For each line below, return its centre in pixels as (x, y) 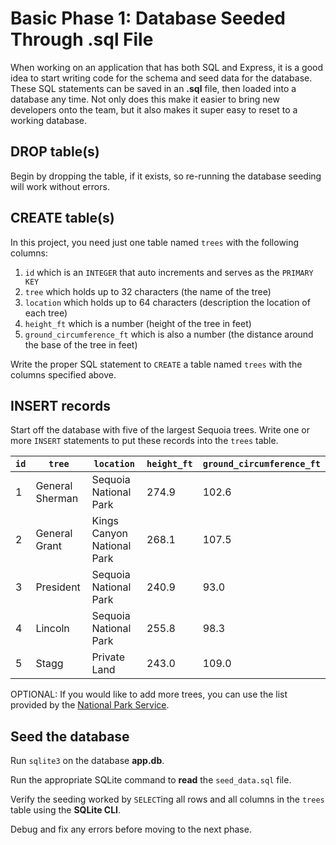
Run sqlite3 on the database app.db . (87, 761)
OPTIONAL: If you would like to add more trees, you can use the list (149, 694)
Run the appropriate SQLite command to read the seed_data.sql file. (151, 780)
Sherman (57, 499)
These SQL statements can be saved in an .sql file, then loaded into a (153, 88)
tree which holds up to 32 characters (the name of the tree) (148, 291)
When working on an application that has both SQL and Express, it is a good (167, 67)
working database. (49, 120)
